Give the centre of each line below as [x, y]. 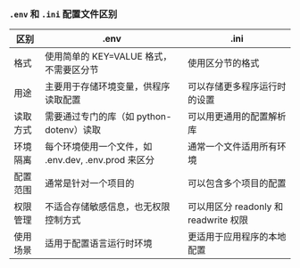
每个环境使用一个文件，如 [98, 147]
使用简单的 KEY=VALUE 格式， [108, 57]
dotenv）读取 [72, 130]
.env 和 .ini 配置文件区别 [63, 13]
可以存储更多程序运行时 [237, 86]
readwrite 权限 [217, 220]
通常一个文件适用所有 [232, 147]
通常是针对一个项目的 [89, 183]
